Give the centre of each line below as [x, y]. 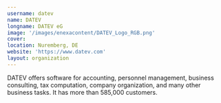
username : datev [30, 13]
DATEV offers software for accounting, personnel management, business [111, 78]
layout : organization [38, 58]
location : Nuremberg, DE [43, 45]
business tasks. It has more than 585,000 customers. [83, 92]
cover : [17, 39]
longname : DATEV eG [35, 26]
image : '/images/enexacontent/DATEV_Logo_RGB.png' [81, 33]
